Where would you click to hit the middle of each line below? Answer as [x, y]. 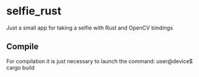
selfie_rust [34, 11]
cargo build [21, 67]
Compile [22, 47]
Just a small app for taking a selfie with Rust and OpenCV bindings [89, 28]
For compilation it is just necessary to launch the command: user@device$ [99, 61]
